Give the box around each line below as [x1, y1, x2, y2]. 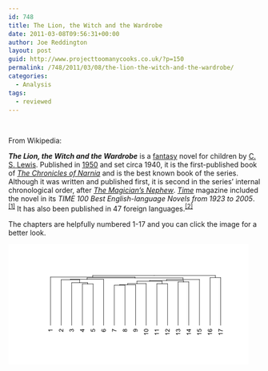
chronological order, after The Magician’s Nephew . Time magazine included [8, 185, 258, 196]
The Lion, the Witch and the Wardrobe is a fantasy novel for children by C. [8, 151, 256, 161]
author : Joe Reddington [8, 38, 88, 46]
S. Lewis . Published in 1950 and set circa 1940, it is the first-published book [8, 160, 258, 170]
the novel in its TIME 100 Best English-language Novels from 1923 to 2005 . [8, 194, 255, 204]
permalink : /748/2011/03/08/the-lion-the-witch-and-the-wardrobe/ [8, 64, 234, 72]
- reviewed [15, 97, 52, 106]
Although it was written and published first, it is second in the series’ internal [8, 177, 261, 187]
